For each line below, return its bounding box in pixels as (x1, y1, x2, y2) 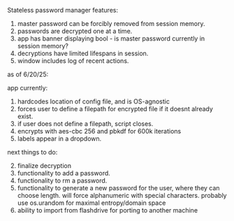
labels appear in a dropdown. (17, 134, 102, 143)
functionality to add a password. (17, 169, 110, 177)
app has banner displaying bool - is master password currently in (17, 34, 205, 43)
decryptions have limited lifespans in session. (17, 49, 149, 57)
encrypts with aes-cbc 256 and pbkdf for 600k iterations (17, 127, 182, 135)
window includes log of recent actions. (17, 57, 129, 65)
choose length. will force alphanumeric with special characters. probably (17, 192, 227, 199)
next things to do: (7, 148, 58, 156)
